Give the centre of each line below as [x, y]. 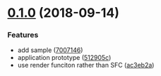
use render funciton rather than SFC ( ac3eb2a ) [86, 65]
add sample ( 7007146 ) [50, 50]
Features [23, 35]
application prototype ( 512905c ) [64, 58]
